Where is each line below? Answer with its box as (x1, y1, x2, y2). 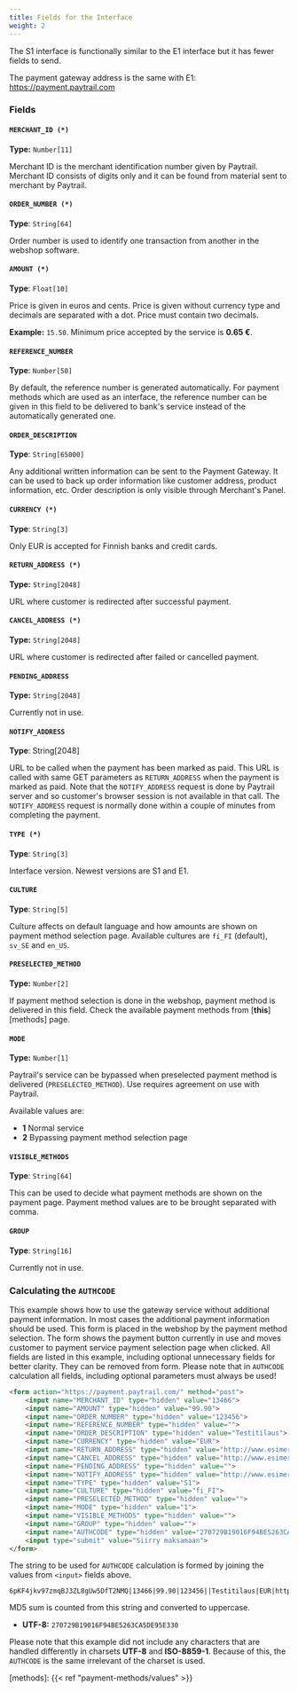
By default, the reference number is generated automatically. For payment (9, 382, 279, 393)
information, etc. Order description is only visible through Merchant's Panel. (9, 485, 286, 496)
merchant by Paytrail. (9, 179, 87, 191)
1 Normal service (21, 1123, 84, 1133)
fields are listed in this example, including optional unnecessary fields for (9, 1351, 276, 1362)
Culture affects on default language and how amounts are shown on (9, 920, 258, 931)
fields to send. (9, 55, 62, 66)
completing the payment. (9, 810, 101, 820)
